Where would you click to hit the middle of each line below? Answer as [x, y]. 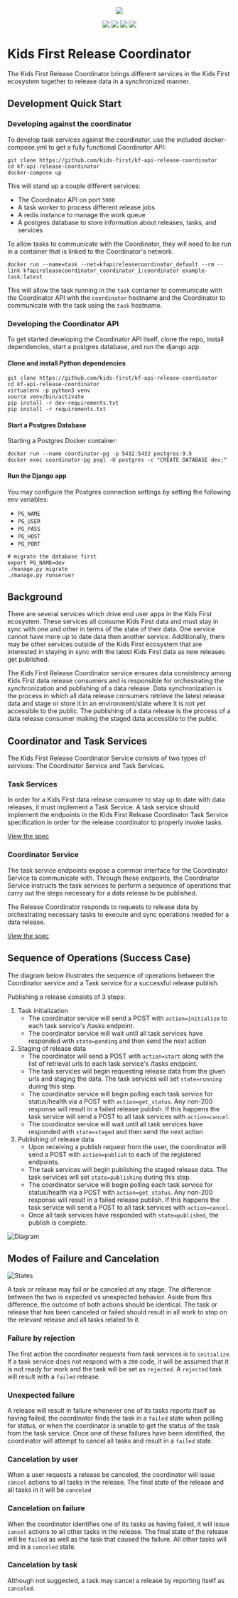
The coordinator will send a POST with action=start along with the [126, 1056]
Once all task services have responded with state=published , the [123, 1215]
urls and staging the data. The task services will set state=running [125, 1079]
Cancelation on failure [46, 1508]
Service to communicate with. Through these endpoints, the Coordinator [113, 878]
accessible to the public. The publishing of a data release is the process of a [119, 711]
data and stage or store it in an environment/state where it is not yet [107, 704]
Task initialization [43, 1010]
